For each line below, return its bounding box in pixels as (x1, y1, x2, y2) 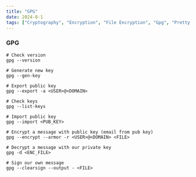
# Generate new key (6, 67, 54, 73)
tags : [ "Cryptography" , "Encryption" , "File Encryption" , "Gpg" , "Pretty (6, 19, 191, 25)
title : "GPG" (6, 8, 38, 15)
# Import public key (6, 114, 57, 120)
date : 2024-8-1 (6, 14, 43, 20)
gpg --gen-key (6, 73, 41, 79)
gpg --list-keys (6, 103, 46, 109)
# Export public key (6, 83, 57, 88)
